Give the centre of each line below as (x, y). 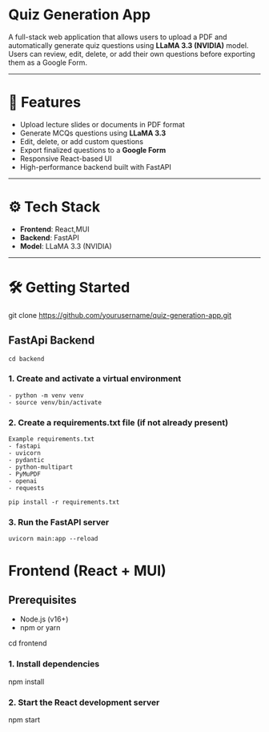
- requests (26, 489)
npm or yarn (40, 628)
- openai (23, 481)
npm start (24, 720)
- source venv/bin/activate (55, 402)
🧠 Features (45, 103)
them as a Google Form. (48, 62)
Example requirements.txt (51, 439)
